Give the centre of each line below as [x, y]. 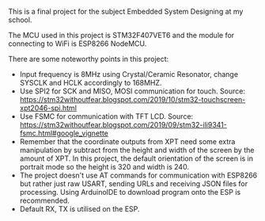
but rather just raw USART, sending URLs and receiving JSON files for [133, 184]
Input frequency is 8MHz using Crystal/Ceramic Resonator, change [129, 74]
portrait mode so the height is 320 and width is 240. [104, 167]
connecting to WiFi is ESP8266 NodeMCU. [78, 44]
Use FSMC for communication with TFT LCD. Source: [106, 116]
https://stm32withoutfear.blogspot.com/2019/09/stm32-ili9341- [123, 125]
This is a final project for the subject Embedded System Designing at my [126, 11]
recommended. [44, 200]
